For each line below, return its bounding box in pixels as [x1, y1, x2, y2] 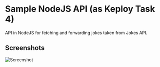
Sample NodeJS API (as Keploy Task [5, 3, 155, 15]
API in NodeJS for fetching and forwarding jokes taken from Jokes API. [5, 30, 148, 35]
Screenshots [5, 44, 45, 52]
